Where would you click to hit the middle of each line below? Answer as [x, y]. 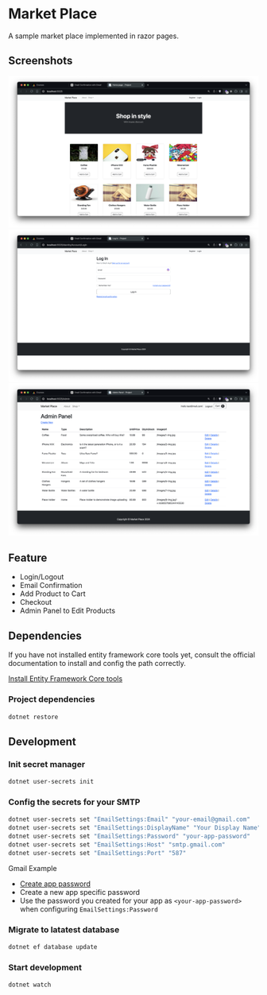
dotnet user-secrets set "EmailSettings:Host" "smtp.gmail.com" [117, 844]
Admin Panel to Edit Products [68, 611]
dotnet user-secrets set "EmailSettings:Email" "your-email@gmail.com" [129, 819]
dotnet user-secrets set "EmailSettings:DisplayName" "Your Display [124, 828]
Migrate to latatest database [64, 929]
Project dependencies [52, 699]
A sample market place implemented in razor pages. [93, 36]
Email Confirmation [51, 586]
